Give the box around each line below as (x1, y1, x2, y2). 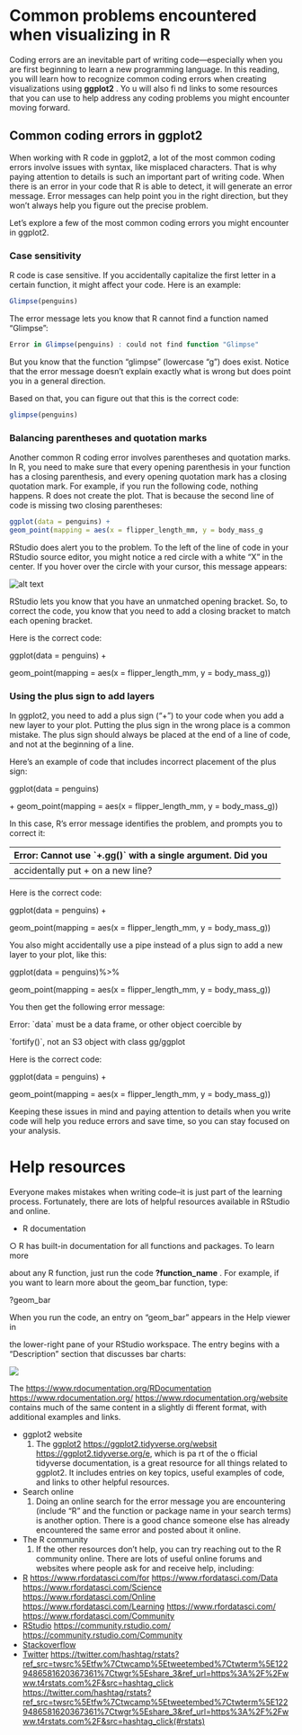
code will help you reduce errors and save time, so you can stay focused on (9, 1116, 290, 1127)
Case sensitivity (9, 249, 82, 262)
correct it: (9, 828, 46, 839)
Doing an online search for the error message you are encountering (35, 1496, 286, 1506)
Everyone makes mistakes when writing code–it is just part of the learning (9, 1186, 283, 1197)
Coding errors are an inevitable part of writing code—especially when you (9, 54, 283, 65)
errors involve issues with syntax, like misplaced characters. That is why (9, 161, 277, 172)
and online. (9, 1205, 51, 1216)
